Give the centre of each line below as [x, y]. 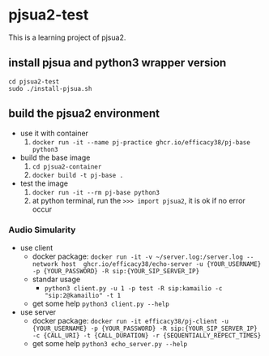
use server [38, 312]
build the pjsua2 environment [84, 114]
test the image [44, 183]
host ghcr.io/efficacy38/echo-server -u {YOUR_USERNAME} [161, 264]
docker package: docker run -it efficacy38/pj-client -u [130, 320]
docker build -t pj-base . [78, 175]
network [45, 264]
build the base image [55, 157]
